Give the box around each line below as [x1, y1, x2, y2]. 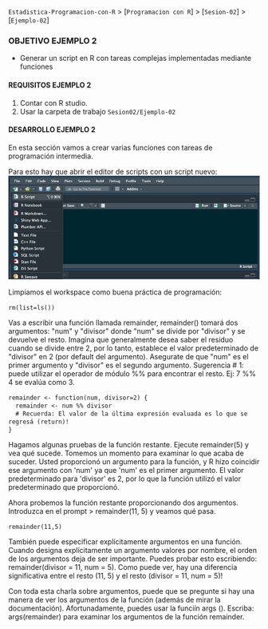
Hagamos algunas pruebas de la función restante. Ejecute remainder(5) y [8, 440, 250, 450]
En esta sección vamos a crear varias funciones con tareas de [8, 142, 213, 152]
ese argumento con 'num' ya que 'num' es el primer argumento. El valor [8, 466, 245, 475]
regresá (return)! [8, 418, 69, 427]
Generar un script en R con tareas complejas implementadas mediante [19, 54, 252, 63]
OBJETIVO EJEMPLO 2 [8, 35, 97, 46]
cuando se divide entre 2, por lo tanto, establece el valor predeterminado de [8, 343, 259, 353]
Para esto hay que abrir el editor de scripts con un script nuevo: [8, 166, 218, 176]
